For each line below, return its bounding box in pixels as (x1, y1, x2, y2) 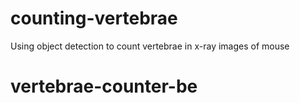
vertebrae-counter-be (10, 75, 198, 98)
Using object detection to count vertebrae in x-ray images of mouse (10, 40, 290, 52)
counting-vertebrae (10, 7, 178, 30)
